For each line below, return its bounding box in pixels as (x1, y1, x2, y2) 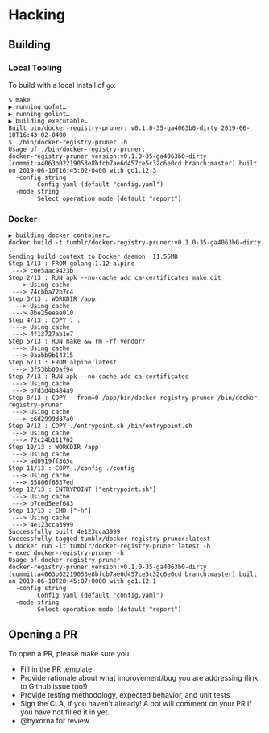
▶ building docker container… (8, 231, 110, 239)
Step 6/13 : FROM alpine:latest (8, 359, 117, 367)
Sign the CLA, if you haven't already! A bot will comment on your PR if (19, 698, 252, 708)
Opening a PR (8, 627, 78, 641)
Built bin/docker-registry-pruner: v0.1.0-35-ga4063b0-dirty (8, 123, 218, 132)
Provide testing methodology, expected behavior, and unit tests (19, 689, 230, 699)
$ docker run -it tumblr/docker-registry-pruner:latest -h (8, 542, 211, 550)
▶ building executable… (8, 117, 89, 125)
